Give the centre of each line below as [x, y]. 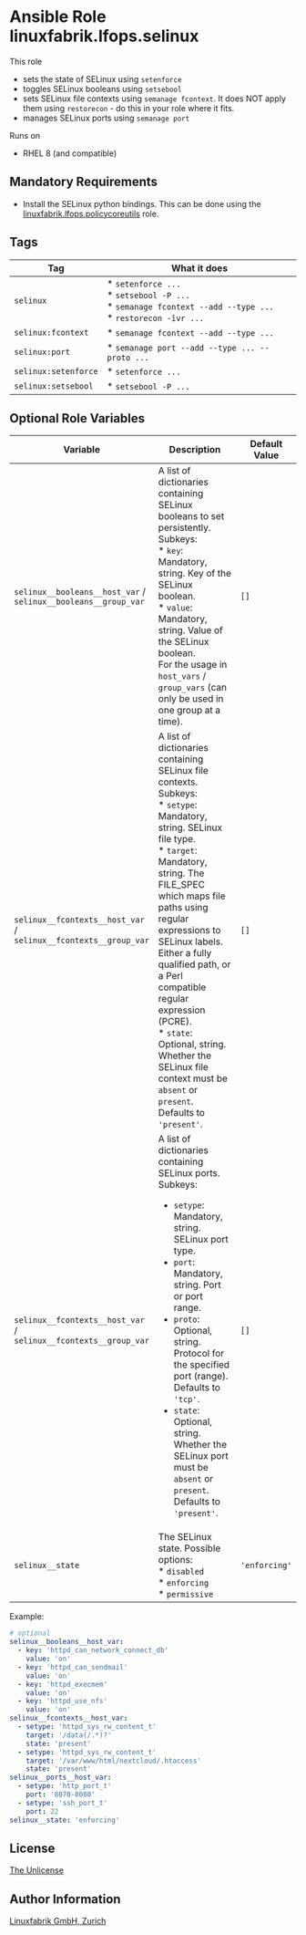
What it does [200, 268]
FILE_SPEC [181, 885]
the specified [202, 1365]
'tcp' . [187, 1399]
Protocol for [199, 1354]
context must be [193, 1078]
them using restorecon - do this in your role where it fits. [128, 108]
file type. [177, 839]
